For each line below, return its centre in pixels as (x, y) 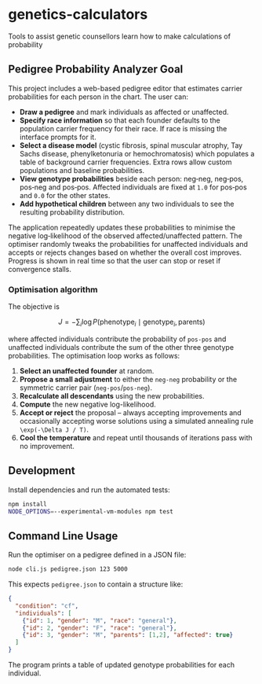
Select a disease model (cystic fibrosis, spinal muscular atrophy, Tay (131, 145)
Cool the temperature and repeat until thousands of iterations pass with (136, 437)
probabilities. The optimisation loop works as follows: (94, 355)
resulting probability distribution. (72, 212)
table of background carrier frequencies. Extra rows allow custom (126, 162)
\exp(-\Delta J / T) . (54, 429)
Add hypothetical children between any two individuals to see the (127, 204)
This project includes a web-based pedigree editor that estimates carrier (126, 88)
